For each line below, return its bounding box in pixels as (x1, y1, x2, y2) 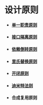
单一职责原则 (11, 22, 37, 27)
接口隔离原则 (11, 34, 37, 40)
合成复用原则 (11, 95, 37, 101)
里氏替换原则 (11, 58, 37, 64)
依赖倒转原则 (11, 46, 37, 52)
